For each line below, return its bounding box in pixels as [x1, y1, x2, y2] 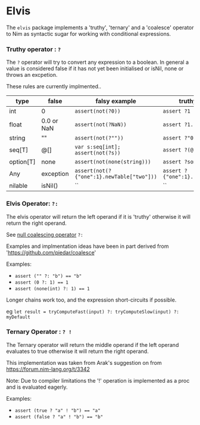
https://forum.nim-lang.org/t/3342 [6, 365, 90, 373]
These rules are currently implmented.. [6, 83, 102, 90]
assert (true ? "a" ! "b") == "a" [14, 407, 101, 414]
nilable [9, 182, 28, 190]
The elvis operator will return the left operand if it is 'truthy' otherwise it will [6, 213, 190, 220]
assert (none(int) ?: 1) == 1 [14, 286, 90, 291]
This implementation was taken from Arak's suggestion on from [6, 359, 162, 366]
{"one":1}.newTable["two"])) [74, 173, 158, 180]
